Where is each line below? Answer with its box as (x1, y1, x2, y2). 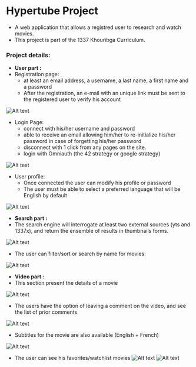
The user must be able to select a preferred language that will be (23, 186, 181, 193)
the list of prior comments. (14, 308, 79, 316)
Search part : (14, 215, 48, 222)
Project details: (6, 51, 51, 59)
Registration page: (14, 71, 59, 78)
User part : (14, 64, 42, 72)
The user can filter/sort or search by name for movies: (14, 250, 146, 258)
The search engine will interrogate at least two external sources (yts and (14, 221, 191, 228)
